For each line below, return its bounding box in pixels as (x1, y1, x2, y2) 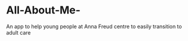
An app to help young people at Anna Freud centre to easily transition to (6, 23, 182, 30)
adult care (6, 29, 31, 36)
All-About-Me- (6, 4, 81, 17)
